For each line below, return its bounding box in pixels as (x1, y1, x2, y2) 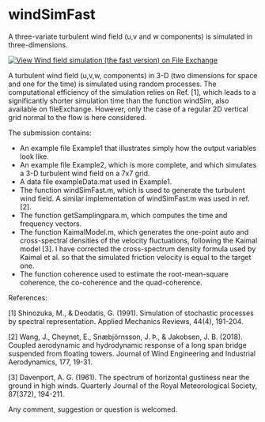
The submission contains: (8, 128, 93, 138)
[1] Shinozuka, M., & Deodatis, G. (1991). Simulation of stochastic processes (8, 308, 255, 318)
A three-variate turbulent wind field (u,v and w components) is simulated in (8, 32, 253, 41)
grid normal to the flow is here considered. (8, 112, 147, 122)
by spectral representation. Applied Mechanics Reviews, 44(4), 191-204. (8, 316, 244, 326)
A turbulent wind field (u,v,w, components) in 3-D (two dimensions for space (8, 70, 258, 80)
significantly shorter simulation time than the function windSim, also (8, 96, 229, 105)
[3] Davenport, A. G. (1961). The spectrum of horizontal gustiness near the (8, 372, 250, 382)
